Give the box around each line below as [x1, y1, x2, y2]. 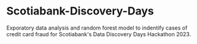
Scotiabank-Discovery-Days [6, 4, 155, 18]
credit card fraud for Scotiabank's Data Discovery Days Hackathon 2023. [6, 30, 191, 37]
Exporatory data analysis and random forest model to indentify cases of [6, 24, 188, 31]
